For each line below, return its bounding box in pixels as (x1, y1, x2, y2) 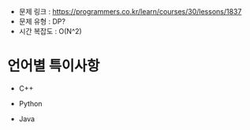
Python (18, 98, 43, 108)
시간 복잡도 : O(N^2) (18, 27, 82, 35)
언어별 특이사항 (7, 58, 100, 75)
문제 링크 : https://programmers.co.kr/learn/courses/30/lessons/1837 (18, 7, 242, 16)
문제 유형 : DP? (18, 17, 66, 26)
